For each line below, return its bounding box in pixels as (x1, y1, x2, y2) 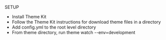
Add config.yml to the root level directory (11, 24, 96, 30)
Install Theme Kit (11, 14, 47, 19)
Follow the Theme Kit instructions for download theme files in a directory (11, 19, 161, 25)
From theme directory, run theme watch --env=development (11, 30, 136, 35)
